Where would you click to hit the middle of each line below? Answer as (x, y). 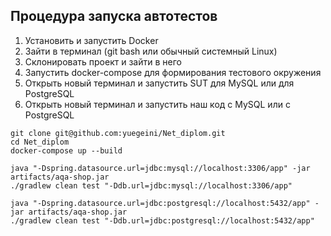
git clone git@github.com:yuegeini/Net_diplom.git (118, 133)
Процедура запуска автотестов (114, 16)
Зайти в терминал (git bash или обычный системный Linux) (151, 51)
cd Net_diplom (40, 142)
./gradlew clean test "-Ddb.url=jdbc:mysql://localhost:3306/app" (151, 185)
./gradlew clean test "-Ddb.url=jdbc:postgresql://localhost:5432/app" (162, 220)
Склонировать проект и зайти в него (103, 61)
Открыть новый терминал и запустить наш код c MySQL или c (157, 104)
